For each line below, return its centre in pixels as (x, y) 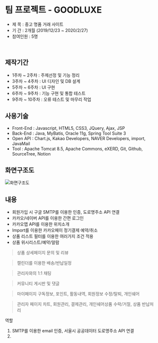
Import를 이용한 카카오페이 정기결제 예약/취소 (55, 230)
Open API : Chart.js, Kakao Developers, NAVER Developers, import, (79, 138)
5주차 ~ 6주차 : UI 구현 (34, 87)
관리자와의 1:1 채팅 (34, 273)
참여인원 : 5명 (25, 36)
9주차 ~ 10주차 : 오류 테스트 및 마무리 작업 (51, 99)
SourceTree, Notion (31, 154)
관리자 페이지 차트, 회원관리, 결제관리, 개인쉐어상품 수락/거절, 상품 (79, 304)
